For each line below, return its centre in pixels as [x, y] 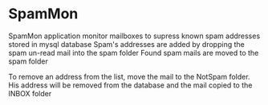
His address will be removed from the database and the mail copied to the [130, 85]
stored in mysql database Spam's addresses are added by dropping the [126, 44]
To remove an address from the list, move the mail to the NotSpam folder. [129, 76]
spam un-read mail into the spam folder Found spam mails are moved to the [134, 52]
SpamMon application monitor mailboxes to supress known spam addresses [134, 36]
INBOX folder [30, 93]
